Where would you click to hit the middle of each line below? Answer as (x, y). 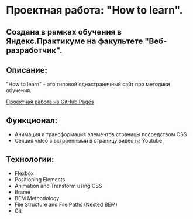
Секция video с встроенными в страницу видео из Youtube (88, 141)
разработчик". (34, 50)
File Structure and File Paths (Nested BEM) (66, 205)
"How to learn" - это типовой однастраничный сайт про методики (88, 84)
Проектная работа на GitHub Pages (50, 102)
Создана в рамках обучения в (64, 32)
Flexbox (24, 173)
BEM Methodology (37, 198)
